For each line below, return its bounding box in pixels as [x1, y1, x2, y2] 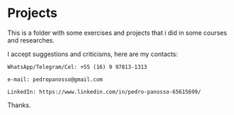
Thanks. [7, 101, 31, 109]
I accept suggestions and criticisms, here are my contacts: [7, 50, 179, 58]
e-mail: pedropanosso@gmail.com [7, 76, 103, 83]
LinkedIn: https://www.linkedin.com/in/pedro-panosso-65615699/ [7, 88, 201, 95]
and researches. [7, 35, 55, 44]
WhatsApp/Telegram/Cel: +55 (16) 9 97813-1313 [7, 63, 147, 70]
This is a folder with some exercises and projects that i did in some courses [7, 28, 228, 37]
